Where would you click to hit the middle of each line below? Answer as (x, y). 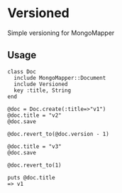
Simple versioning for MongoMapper (61, 33)
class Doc (22, 72)
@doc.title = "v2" (34, 115)
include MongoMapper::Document (60, 78)
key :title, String (43, 90)
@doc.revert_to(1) (34, 165)
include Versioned (41, 84)
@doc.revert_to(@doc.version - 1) (59, 134)
